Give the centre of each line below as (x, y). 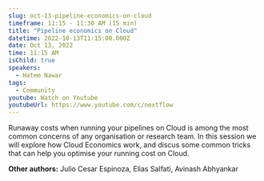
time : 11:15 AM (34, 53)
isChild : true (32, 61)
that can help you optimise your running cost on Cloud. (99, 154)
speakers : (25, 68)
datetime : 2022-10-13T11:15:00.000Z (69, 38)
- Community (36, 90)
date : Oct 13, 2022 (41, 46)
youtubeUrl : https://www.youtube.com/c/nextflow (91, 105)
